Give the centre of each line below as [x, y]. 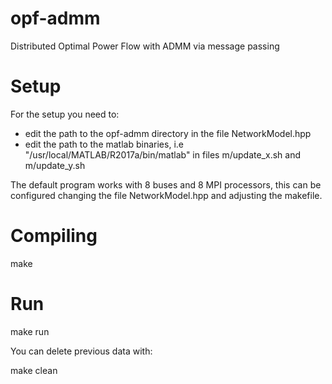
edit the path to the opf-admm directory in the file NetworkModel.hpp [168, 133]
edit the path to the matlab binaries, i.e [104, 144]
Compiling [54, 236]
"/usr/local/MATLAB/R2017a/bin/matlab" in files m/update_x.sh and [162, 154]
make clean [34, 370]
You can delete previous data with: [81, 351]
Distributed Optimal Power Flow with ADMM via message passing [145, 46]
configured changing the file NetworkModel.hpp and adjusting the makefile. [166, 195]
